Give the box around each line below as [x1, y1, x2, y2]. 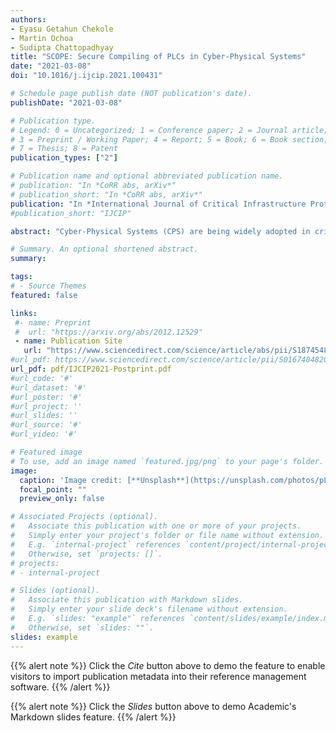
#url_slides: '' [10, 411, 78, 421]
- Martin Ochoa [10, 33, 74, 43]
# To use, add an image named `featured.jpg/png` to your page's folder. [10, 456, 325, 466]
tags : [10, 272, 33, 282]
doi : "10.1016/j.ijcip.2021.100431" [10, 71, 163, 81]
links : [10, 308, 38, 318]
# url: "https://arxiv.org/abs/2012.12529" [14, 327, 203, 337]
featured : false [10, 290, 78, 300]
